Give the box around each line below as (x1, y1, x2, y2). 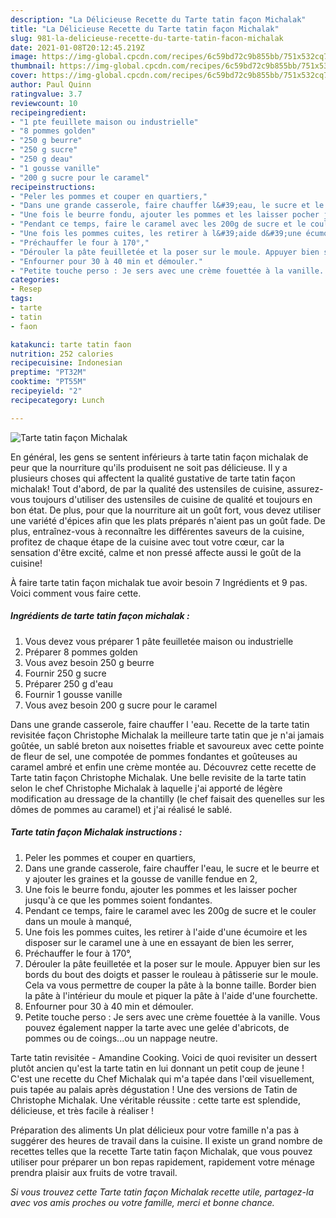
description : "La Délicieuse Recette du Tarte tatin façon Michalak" (10, 14, 307, 25)
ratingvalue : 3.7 (10, 89, 83, 99)
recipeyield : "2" (10, 386, 83, 396)
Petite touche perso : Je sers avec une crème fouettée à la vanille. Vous (24, 1011, 321, 1023)
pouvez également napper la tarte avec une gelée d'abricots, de (24, 1021, 290, 1033)
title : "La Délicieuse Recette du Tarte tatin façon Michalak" (10, 24, 280, 34)
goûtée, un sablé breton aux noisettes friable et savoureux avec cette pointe (10, 739, 325, 751)
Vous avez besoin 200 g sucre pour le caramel (24, 699, 218, 711)
